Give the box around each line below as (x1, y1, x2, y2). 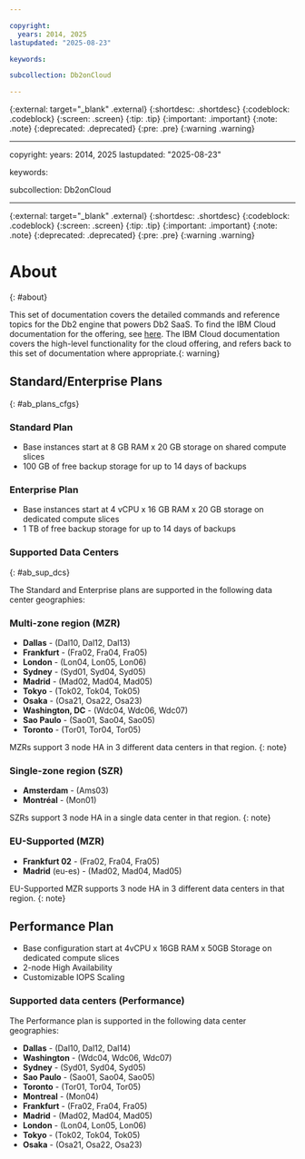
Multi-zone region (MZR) (9, 617, 121, 629)
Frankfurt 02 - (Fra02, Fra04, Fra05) (22, 856, 161, 867)
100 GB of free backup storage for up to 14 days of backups (22, 461, 247, 472)
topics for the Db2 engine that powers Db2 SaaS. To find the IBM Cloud (9, 319, 277, 330)
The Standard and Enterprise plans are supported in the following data (9, 584, 272, 595)
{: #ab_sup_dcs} (9, 567, 71, 578)
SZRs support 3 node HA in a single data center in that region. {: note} (9, 812, 271, 823)
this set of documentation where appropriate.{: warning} (9, 348, 221, 359)
